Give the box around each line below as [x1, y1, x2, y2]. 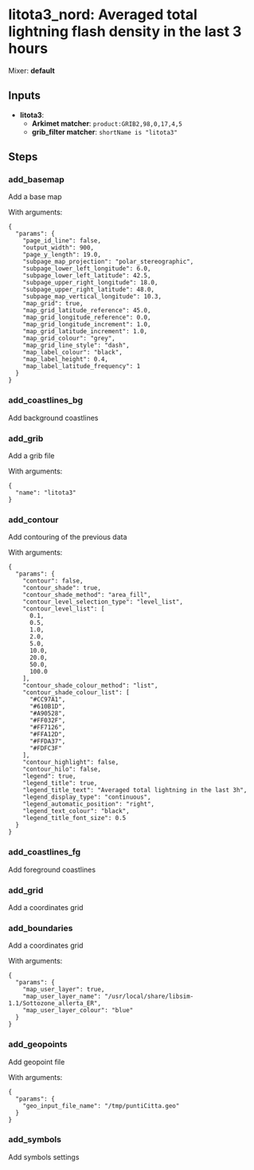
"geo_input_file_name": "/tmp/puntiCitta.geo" [22, 1101, 180, 1109]
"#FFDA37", [29, 737, 66, 746]
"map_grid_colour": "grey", [22, 335, 115, 343]
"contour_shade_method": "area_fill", [22, 591, 151, 599]
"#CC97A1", [29, 696, 66, 704]
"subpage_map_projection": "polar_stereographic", [22, 257, 194, 266]
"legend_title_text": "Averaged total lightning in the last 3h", [22, 787, 248, 795]
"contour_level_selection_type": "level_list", [22, 598, 183, 607]
